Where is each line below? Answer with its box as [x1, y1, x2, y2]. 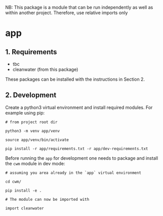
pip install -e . [5, 188, 42, 193]
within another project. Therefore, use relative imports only [5, 10, 128, 16]
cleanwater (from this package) [12, 66, 78, 73]
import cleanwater [5, 205, 44, 211]
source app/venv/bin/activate [5, 137, 69, 142]
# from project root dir [5, 119, 58, 125]
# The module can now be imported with [5, 197, 90, 202]
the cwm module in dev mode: [5, 160, 65, 166]
